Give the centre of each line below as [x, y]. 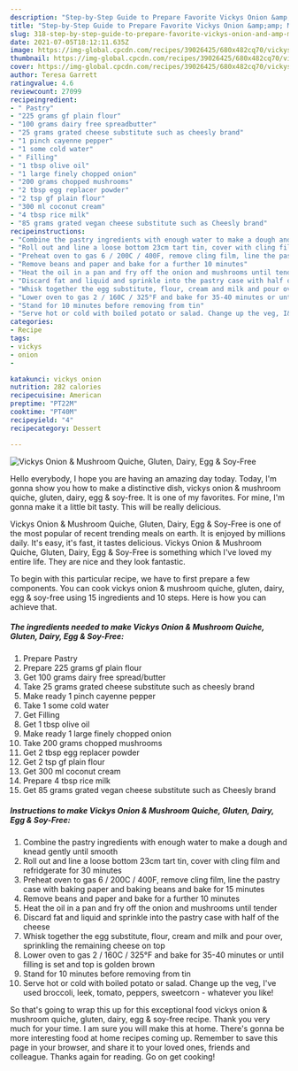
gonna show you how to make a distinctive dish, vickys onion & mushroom [145, 488]
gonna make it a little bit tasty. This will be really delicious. [116, 506]
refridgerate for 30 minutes [72, 871]
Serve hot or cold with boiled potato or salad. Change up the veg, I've [149, 983]
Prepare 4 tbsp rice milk [67, 781]
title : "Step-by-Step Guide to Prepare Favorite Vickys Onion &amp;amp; [147, 26]
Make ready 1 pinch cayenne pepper [89, 697]
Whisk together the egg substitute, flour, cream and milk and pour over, [153, 936]
